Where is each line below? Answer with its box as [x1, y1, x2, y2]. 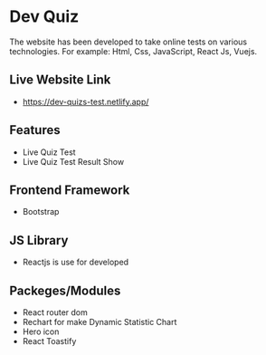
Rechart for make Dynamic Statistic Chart [22, 317, 177, 327]
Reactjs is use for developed [22, 256, 129, 268]
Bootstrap [22, 206, 60, 217]
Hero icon [22, 326, 60, 337]
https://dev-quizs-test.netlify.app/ [22, 96, 149, 107]
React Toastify [22, 336, 77, 346]
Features [9, 122, 61, 138]
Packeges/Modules [9, 283, 121, 298]
